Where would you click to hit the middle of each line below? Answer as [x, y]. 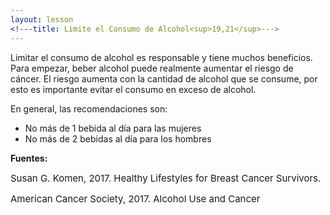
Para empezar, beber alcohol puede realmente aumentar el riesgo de [152, 68]
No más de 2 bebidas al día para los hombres [118, 138]
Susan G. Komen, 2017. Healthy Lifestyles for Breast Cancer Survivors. [166, 178]
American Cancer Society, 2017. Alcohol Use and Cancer [135, 198]
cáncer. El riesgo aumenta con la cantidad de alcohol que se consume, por [164, 78]
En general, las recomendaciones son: [89, 108]
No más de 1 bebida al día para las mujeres [113, 128]
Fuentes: [29, 158]
